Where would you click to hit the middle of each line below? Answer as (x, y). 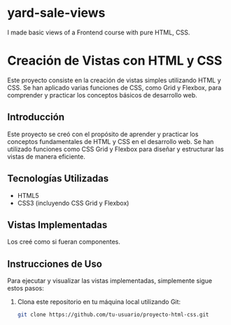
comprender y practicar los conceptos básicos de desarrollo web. (102, 95)
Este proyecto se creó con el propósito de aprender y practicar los (103, 134)
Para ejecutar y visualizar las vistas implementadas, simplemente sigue (110, 281)
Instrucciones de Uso (55, 264)
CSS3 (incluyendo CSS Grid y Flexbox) (73, 203)
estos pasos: (26, 288)
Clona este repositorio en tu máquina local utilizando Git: (99, 302)
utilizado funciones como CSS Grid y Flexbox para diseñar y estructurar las (115, 149)
